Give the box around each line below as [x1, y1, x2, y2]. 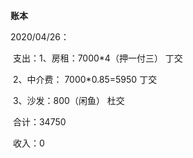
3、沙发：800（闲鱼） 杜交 [12, 95, 125, 106]
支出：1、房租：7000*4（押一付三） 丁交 [12, 52, 183, 64]
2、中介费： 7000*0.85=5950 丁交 [12, 74, 158, 85]
